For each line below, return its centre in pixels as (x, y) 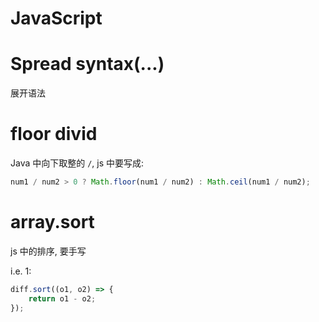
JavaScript (56, 18)
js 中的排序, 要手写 (48, 251)
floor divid (54, 134)
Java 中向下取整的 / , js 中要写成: (77, 163)
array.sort (52, 222)
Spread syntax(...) (87, 64)
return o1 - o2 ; (62, 298)
